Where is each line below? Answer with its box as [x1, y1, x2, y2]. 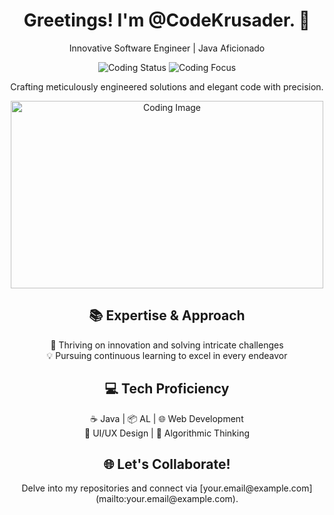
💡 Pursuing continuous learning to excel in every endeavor [46, 349, 288, 361]
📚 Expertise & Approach [88, 307, 246, 324]
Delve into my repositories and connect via [21, 482, 198, 494]
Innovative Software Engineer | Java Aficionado [68, 42, 266, 54]
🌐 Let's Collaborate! [103, 455, 231, 473]
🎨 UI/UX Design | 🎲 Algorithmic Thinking [84, 427, 250, 439]
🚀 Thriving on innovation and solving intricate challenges [50, 339, 284, 351]
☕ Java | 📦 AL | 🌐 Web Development [90, 412, 244, 424]
